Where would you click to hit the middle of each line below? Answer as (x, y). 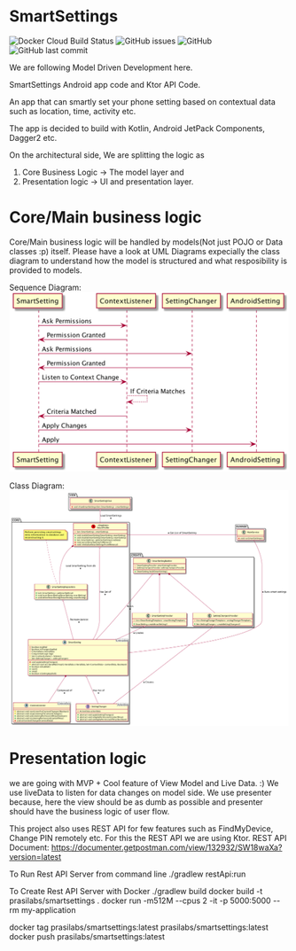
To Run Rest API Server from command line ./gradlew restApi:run (128, 874)
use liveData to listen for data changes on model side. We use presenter (140, 792)
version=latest (35, 856)
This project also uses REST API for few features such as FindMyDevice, (141, 828)
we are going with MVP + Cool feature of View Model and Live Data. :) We (144, 783)
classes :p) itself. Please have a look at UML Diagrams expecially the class (145, 251)
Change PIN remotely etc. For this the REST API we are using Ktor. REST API (148, 838)
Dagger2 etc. (33, 137)
